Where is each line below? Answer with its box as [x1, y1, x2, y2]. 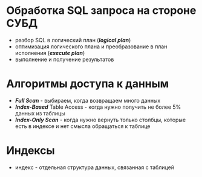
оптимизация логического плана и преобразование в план [15, 43, 168, 50]
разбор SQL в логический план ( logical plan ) [15, 36, 131, 43]
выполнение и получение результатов [15, 56, 114, 63]
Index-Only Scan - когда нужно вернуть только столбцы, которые [15, 116, 186, 123]
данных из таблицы [15, 109, 65, 117]
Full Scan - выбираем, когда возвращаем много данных [15, 97, 161, 104]
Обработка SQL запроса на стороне [6, 4, 197, 18]
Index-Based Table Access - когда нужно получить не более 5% [15, 103, 181, 111]
